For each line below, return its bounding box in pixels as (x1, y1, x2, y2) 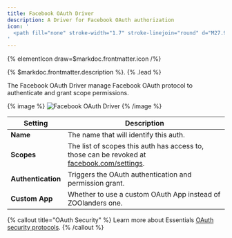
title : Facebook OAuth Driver (7, 10, 95, 17)
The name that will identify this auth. (68, 130, 185, 140)
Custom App (10, 194, 53, 204)
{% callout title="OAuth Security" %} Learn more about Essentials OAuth (7, 216, 214, 224)
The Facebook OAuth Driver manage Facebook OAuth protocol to (7, 81, 193, 90)
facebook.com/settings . (68, 159, 145, 168)
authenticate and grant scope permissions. (7, 89, 129, 97)
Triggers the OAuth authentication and (68, 170, 192, 179)
